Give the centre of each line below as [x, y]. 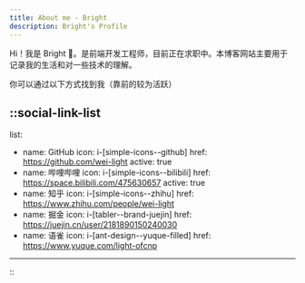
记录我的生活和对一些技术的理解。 [73, 64]
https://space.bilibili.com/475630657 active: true [114, 183]
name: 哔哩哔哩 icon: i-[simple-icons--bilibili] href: [117, 172]
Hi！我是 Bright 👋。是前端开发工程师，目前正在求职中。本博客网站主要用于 [149, 53]
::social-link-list [55, 113]
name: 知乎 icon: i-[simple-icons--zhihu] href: [108, 194]
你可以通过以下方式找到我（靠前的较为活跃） [93, 83]
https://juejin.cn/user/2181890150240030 [100, 225]
